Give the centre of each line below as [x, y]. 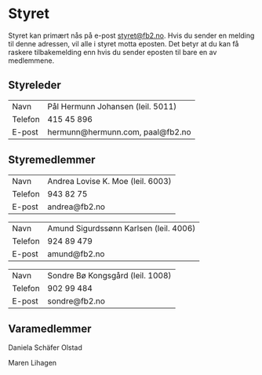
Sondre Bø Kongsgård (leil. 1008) [109, 275]
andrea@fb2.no [76, 207]
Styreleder [35, 85]
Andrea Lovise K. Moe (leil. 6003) [109, 181]
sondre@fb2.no [76, 301]
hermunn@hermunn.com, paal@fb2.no [119, 132]
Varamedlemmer [50, 328]
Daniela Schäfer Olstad [45, 347]
